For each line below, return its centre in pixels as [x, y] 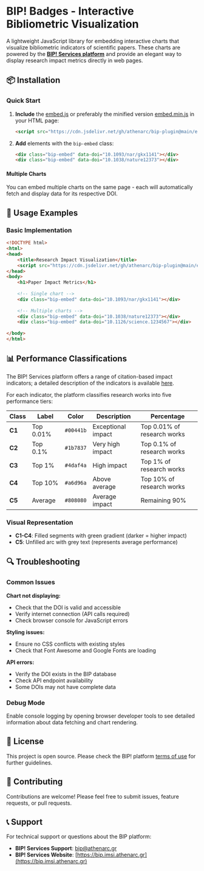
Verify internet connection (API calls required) [72, 614]
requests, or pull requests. [39, 803]
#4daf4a [76, 465]
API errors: [20, 662]
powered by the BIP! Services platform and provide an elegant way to [94, 54]
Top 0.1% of [158, 444]
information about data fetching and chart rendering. [72, 722]
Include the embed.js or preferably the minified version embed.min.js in [105, 114]
